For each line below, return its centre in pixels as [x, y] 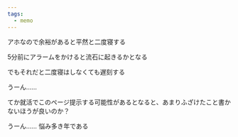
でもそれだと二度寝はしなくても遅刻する [66, 72]
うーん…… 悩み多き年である [48, 126]
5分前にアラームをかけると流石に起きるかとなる [77, 57]
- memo [23, 21]
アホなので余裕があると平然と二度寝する [66, 42]
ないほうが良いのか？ [38, 111]
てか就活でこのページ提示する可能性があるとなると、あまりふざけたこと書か [119, 102]
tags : [15, 14]
